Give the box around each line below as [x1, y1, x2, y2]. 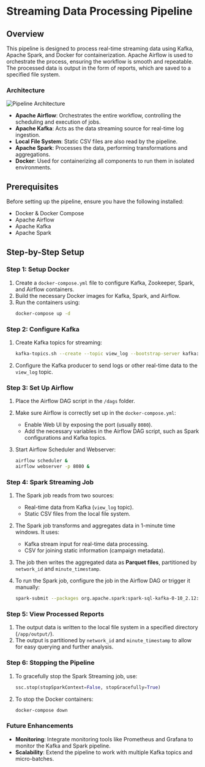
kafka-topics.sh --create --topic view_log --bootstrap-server [15, 350, 181, 357]
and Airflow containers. [15, 286, 75, 293]
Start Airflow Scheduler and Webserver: [15, 446, 116, 453]
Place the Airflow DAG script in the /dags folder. [15, 398, 136, 405]
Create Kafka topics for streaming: [15, 338, 102, 346]
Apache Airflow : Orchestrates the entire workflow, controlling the [15, 112, 182, 119]
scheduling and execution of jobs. [15, 118, 101, 126]
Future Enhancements [6, 722, 73, 730]
